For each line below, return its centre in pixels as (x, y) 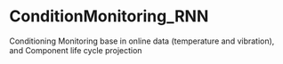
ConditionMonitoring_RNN (109, 16)
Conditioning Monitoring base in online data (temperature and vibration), (142, 41)
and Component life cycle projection (76, 50)
